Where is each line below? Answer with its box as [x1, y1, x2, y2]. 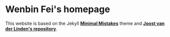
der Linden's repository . [5, 25, 58, 31]
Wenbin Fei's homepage [5, 4, 110, 15]
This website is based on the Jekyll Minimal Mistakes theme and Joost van [5, 20, 165, 26]
